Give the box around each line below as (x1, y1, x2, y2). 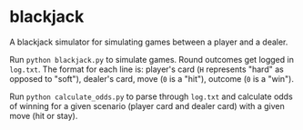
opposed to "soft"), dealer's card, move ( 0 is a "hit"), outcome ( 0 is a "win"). (9, 73, 294, 84)
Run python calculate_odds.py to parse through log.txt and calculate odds (9, 91, 293, 102)
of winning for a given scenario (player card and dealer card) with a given (9, 100, 285, 111)
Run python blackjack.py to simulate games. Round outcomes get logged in (9, 54, 294, 65)
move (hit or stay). (9, 110, 78, 121)
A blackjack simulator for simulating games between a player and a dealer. (9, 36, 288, 47)
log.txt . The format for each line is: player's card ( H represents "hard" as (9, 64, 284, 75)
